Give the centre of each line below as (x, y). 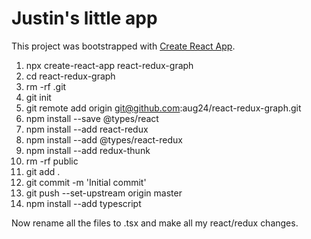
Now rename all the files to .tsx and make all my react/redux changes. (155, 223)
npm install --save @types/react (92, 118)
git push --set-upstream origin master (104, 193)
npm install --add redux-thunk (88, 150)
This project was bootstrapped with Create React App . (123, 46)
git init (38, 97)
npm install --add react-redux (87, 129)
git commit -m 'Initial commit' (86, 182)
